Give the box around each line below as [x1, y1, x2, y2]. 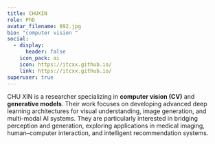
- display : [13, 42, 45, 49]
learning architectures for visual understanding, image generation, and [7, 107, 207, 115]
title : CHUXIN [7, 10, 48, 17]
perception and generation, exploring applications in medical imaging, [7, 121, 205, 130]
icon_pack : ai [19, 55, 60, 62]
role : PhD [7, 16, 36, 23]
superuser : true [7, 73, 54, 81]
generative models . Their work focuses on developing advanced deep [7, 100, 207, 108]
